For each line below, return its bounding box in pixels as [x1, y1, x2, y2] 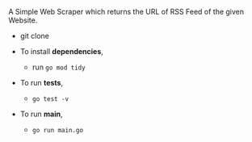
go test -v [31, 95, 69, 103]
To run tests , [19, 78, 63, 87]
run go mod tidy [31, 62, 86, 72]
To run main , [19, 109, 63, 119]
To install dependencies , [19, 47, 103, 56]
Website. [8, 15, 38, 25]
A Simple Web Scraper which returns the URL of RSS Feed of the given [8, 7, 245, 16]
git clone [19, 31, 50, 40]
